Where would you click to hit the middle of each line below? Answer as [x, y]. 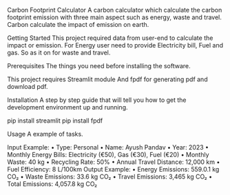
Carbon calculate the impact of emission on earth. [78, 24]
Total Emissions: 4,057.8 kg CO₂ [52, 184]
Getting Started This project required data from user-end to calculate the [110, 38]
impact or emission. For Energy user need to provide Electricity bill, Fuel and [115, 45]
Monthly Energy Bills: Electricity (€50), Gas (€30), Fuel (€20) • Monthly [108, 155]
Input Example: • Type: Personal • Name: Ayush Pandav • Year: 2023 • [108, 147]
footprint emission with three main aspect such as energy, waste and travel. [115, 17]
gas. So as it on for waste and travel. [59, 52]
